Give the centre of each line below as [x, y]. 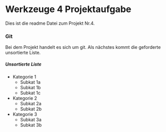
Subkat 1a [30, 82]
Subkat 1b [30, 88]
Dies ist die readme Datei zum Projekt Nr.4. [50, 23]
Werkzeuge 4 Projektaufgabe [68, 9]
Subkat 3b [31, 125]
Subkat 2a [31, 104]
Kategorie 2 [25, 98]
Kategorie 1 [24, 77]
